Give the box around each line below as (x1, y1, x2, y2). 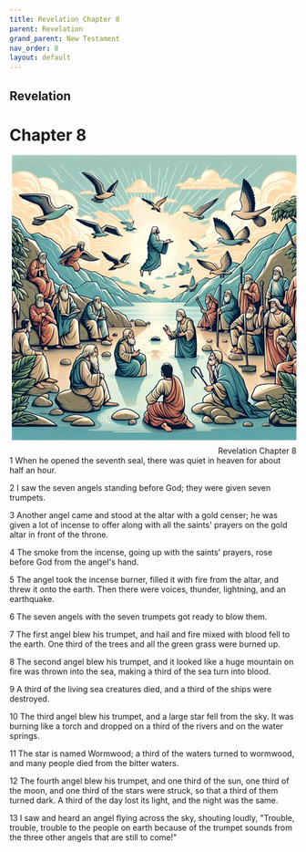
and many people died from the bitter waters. (9, 758, 179, 769)
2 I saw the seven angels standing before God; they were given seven (9, 483, 271, 494)
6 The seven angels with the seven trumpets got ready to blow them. (9, 611, 268, 622)
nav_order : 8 (9, 44, 59, 53)
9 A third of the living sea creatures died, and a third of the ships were (9, 684, 272, 695)
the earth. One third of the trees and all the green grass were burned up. (9, 639, 280, 649)
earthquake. (9, 594, 55, 605)
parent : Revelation (9, 24, 84, 34)
